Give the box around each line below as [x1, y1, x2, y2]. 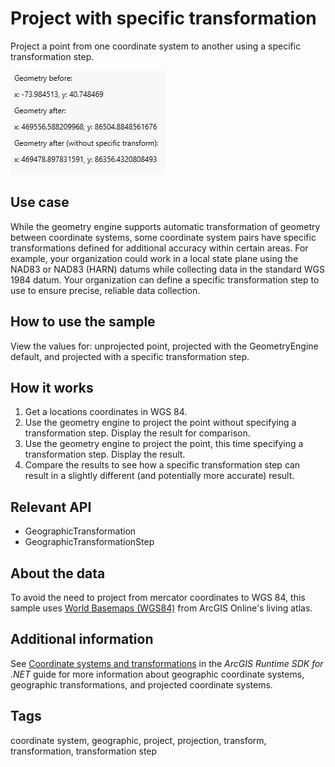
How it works [10, 379, 94, 396]
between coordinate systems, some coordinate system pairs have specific [10, 231, 317, 243]
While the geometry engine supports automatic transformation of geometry [10, 220, 321, 232]
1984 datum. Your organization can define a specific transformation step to [10, 273, 320, 286]
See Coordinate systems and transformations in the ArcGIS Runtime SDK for [10, 657, 324, 669]
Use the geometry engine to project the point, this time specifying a [24, 438, 304, 450]
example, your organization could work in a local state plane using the [10, 252, 299, 264]
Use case [10, 194, 70, 211]
